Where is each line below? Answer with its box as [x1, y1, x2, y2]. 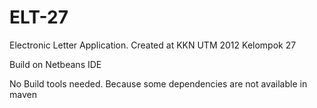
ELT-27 [9, 6, 69, 29]
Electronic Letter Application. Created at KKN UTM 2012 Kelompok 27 [9, 39, 297, 51]
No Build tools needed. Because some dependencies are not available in [9, 77, 308, 90]
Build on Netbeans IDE [9, 58, 102, 70]
